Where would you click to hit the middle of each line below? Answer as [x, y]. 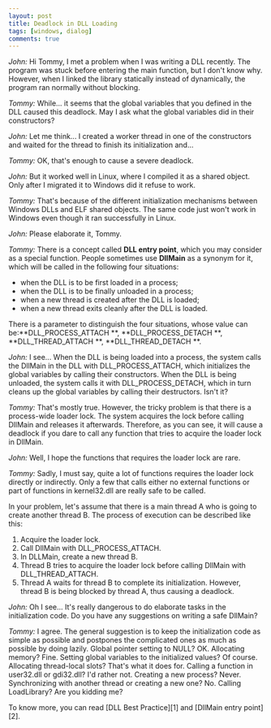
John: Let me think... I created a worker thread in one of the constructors [130, 136]
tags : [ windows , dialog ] [50, 31]
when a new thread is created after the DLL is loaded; [110, 300]
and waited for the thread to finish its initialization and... [101, 145]
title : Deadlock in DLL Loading [63, 24]
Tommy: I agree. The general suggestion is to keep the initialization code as [135, 631]
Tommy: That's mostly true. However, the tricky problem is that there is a [130, 408]
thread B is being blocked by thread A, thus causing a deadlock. [127, 591]
